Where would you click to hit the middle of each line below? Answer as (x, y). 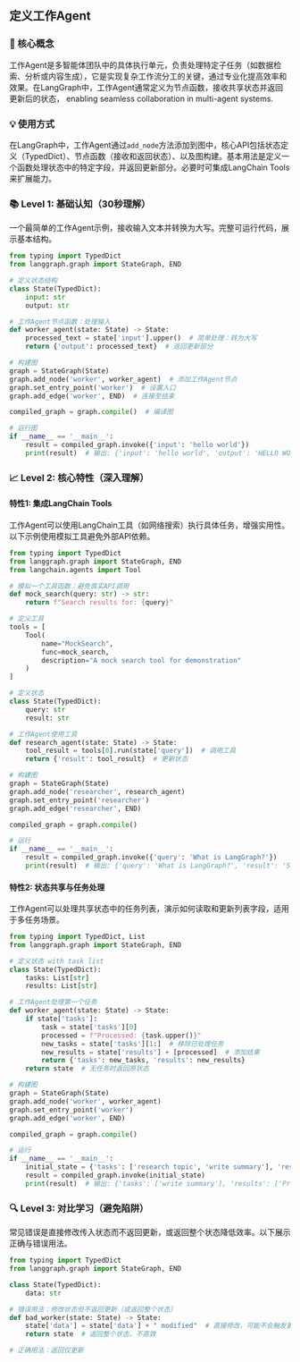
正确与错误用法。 (41, 1244)
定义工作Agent (50, 16)
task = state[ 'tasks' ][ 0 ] (90, 1027)
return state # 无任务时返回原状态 (87, 1069)
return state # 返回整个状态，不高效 (91, 1334)
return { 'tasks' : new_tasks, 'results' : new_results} (143, 1061)
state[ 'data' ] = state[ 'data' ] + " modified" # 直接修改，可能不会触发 (156, 1326)
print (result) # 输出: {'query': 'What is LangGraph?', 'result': (152, 866)
